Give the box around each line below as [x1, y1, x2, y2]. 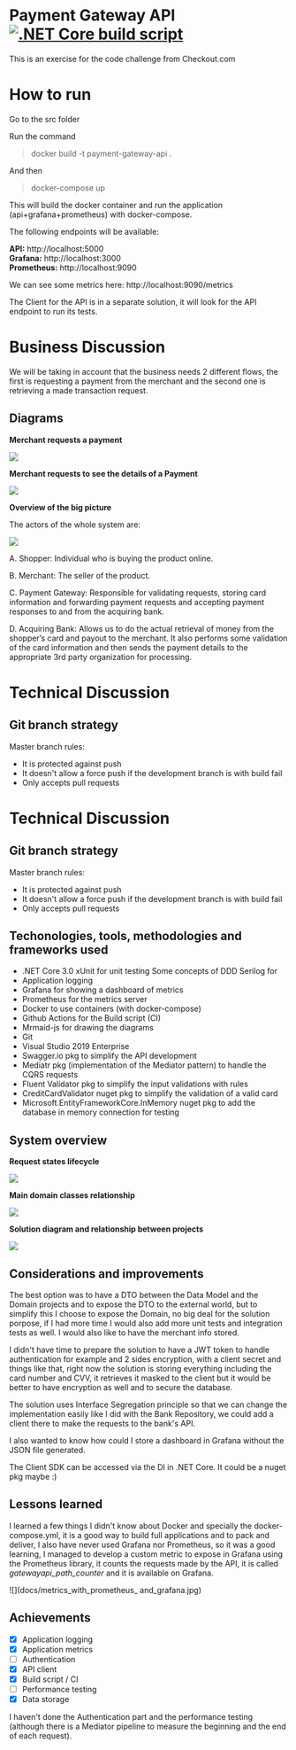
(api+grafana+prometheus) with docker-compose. [9, 209, 193, 220]
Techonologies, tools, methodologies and [9, 929, 243, 944]
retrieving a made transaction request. [9, 385, 148, 395]
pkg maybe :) [9, 1472, 57, 1482]
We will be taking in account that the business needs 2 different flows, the [9, 366, 278, 377]
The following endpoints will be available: [9, 226, 159, 237]
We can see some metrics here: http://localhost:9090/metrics [9, 279, 234, 290]
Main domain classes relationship [9, 1190, 135, 1201]
